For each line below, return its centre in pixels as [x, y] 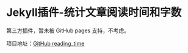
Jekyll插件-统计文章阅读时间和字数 [94, 12]
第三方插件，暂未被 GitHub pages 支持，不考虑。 [68, 30]
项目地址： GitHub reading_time [45, 43]
